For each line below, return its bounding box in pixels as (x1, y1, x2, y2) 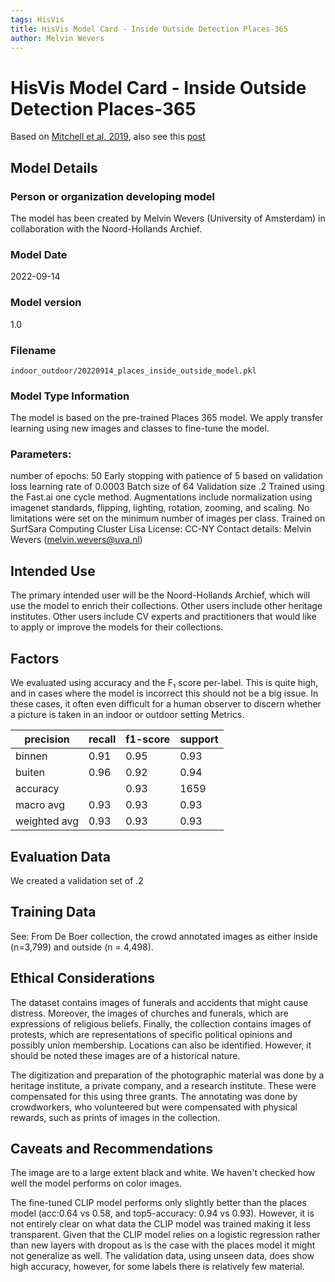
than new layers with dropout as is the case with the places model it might (10, 1239, 316, 1251)
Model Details (10, 159, 98, 176)
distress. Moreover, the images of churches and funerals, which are (10, 1007, 289, 1019)
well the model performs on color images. (10, 1177, 182, 1190)
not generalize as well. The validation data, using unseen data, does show (10, 1250, 315, 1262)
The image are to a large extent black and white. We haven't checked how (10, 1167, 316, 1179)
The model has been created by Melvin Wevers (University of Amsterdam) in (10, 212, 326, 224)
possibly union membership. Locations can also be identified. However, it (10, 1039, 312, 1051)
